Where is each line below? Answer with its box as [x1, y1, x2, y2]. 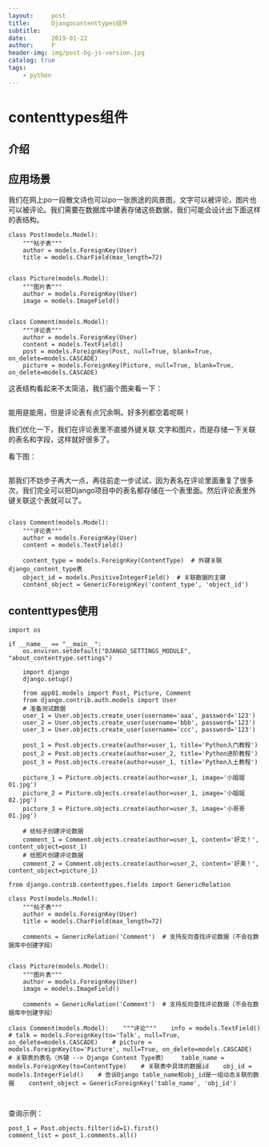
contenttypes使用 [8, 604, 98, 618]
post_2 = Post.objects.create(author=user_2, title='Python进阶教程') [22, 749, 259, 757]
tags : [8, 64, 26, 72]
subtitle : [8, 26, 42, 34]
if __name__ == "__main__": [8, 640, 102, 648]
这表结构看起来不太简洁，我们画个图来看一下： [8, 383, 163, 393]
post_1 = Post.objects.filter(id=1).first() [8, 1124, 159, 1133]
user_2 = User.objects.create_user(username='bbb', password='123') [22, 718, 256, 727]
